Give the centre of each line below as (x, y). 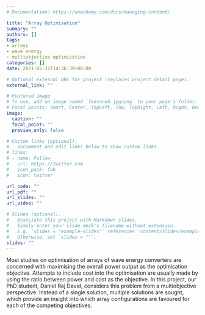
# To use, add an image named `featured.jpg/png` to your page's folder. (102, 102)
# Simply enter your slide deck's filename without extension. (91, 226)
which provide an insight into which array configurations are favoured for (98, 299)
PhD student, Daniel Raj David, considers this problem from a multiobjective (101, 286)
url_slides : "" (26, 198)
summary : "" (21, 29)
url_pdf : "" (21, 192)
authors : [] (21, 34)
